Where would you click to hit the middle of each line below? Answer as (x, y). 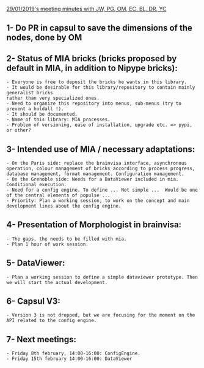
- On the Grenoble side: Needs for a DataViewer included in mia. (93, 179)
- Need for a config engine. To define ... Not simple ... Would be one (102, 190)
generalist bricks (30, 93)
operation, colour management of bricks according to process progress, (101, 169)
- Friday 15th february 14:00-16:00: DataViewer (69, 359)
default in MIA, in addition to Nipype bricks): (92, 68)
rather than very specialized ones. (53, 98)
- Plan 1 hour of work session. (47, 244)
